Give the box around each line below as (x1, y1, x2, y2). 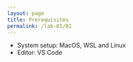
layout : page (7, 10, 45, 17)
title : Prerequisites (7, 16, 69, 23)
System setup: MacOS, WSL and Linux (16, 42, 126, 50)
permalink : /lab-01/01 (7, 22, 72, 29)
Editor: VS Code (16, 48, 63, 57)
